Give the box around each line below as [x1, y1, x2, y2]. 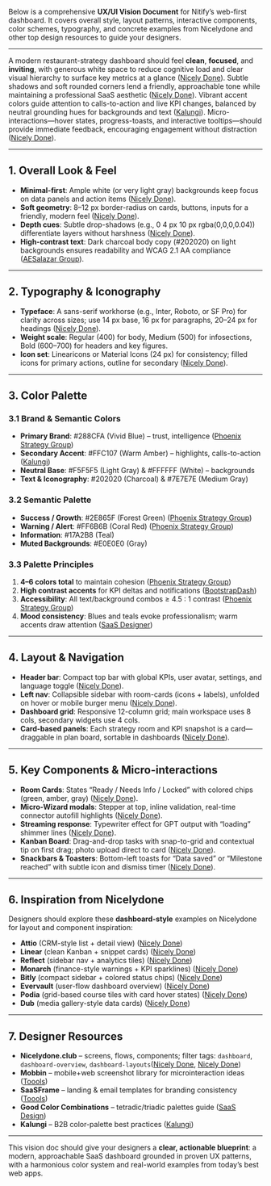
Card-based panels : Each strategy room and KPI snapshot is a [19, 723, 229, 733]
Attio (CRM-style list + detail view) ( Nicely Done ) [19, 938, 183, 948]
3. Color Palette [8, 389, 88, 403]
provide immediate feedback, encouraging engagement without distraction [8, 124, 257, 134]
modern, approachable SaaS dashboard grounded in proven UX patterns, [8, 1151, 252, 1161]
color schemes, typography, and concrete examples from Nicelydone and [8, 24, 253, 33]
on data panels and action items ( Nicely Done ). [19, 194, 177, 203]
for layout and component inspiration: [8, 923, 133, 932]
